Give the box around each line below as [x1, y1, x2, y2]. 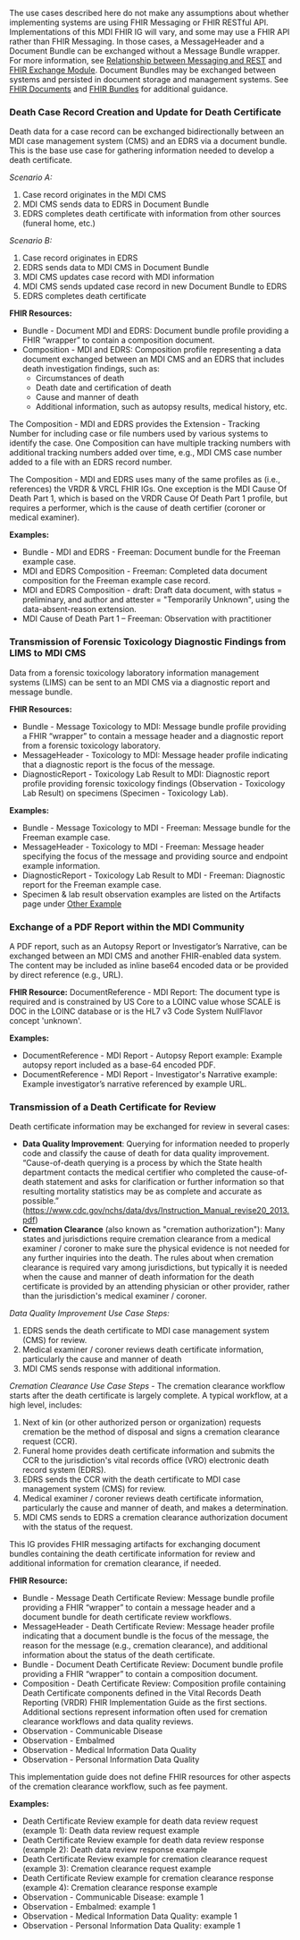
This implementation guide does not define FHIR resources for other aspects [9, 1772, 291, 1783]
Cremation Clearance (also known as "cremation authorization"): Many [21, 1224, 286, 1235]
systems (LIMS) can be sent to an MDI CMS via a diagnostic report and [9, 676, 271, 687]
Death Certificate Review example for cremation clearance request [21, 1854, 268, 1865]
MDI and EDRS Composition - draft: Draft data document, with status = [21, 585, 283, 596]
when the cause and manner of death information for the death [21, 1272, 254, 1282]
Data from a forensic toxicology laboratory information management [9, 667, 260, 678]
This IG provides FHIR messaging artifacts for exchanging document [9, 1539, 261, 1550]
